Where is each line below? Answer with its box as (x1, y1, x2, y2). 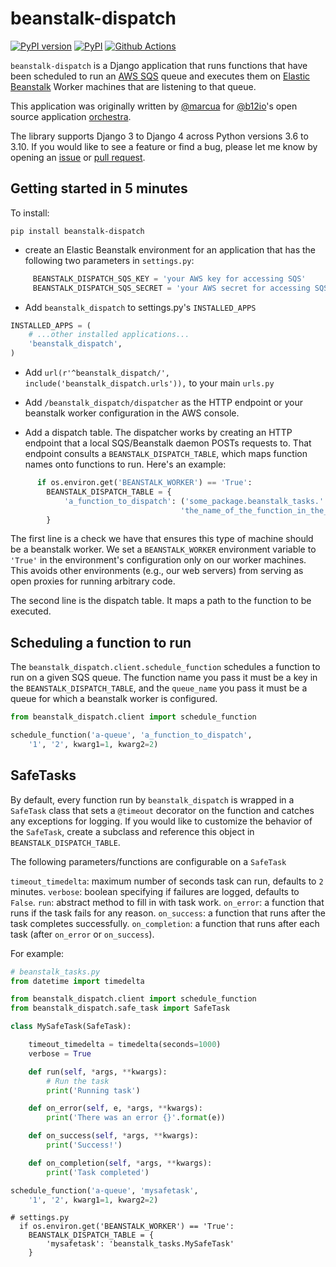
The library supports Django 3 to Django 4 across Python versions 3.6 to (10, 130, 309, 142)
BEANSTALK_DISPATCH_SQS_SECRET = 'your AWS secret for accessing (32, 283, 311, 293)
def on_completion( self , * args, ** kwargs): (28, 1158, 213, 1168)
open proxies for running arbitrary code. (10, 575, 176, 587)
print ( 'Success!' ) (46, 1140, 123, 1150)
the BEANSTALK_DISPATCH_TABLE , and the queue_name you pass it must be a (10, 682, 308, 694)
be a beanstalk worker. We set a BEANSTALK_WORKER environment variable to (10, 543, 317, 556)
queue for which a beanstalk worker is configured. (10, 693, 218, 705)
